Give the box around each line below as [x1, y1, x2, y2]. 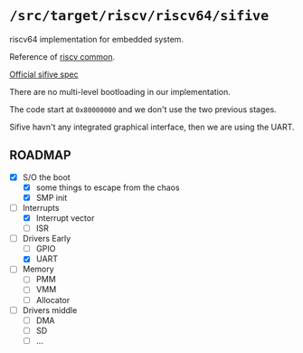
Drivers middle [22, 304, 78, 315]
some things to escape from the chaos [35, 182, 180, 193]
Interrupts [22, 202, 60, 213]
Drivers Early [22, 234, 71, 244]
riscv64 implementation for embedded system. [9, 33, 184, 44]
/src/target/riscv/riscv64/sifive [9, 7, 270, 24]
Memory [22, 263, 54, 274]
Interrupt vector [35, 213, 95, 224]
